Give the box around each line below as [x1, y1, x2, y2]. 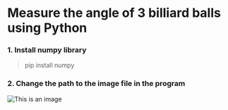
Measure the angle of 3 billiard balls [7, 5, 221, 21]
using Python [7, 20, 88, 36]
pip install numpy [24, 61, 75, 70]
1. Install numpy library [7, 45, 87, 55]
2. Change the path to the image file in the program [7, 79, 186, 89]
